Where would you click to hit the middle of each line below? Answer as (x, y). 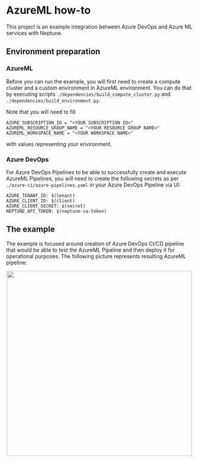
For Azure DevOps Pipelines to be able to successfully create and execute (96, 172)
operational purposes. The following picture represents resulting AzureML (96, 256)
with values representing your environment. (59, 144)
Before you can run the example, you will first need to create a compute (93, 81)
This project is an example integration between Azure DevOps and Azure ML (99, 27)
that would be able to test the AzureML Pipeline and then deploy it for (91, 250)
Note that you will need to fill (41, 112)
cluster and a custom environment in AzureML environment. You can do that (99, 88)
